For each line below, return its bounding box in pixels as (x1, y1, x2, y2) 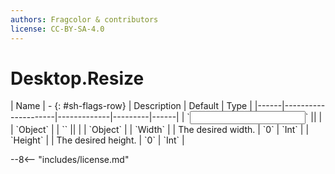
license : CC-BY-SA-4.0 (10, 24, 105, 34)
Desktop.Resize (10, 67, 145, 90)
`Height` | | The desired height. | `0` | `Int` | (10, 134, 185, 146)
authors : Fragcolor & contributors (10, 14, 159, 25)
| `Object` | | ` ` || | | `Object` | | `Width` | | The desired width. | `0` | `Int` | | (10, 124, 310, 136)
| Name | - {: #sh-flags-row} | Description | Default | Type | (10, 100, 253, 112)
